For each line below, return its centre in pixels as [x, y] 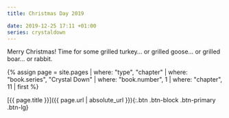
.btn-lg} [18, 108]
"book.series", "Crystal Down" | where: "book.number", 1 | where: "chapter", [115, 80]
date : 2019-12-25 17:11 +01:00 [52, 26]
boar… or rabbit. [30, 59]
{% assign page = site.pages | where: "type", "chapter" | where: [97, 72]
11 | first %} [23, 87]
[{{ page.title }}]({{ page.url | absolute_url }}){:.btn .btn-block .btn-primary [111, 100]
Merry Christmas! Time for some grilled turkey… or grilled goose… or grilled [114, 51]
